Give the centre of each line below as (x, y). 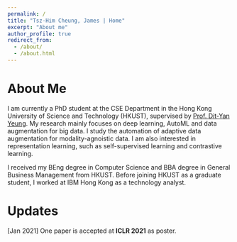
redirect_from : (30, 40)
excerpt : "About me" (38, 27)
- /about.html (34, 54)
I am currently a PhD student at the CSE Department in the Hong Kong (110, 108)
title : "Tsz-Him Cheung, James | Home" (66, 21)
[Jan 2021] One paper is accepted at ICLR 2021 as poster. (92, 231)
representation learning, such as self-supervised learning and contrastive (115, 145)
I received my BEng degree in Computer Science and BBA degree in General (119, 167)
